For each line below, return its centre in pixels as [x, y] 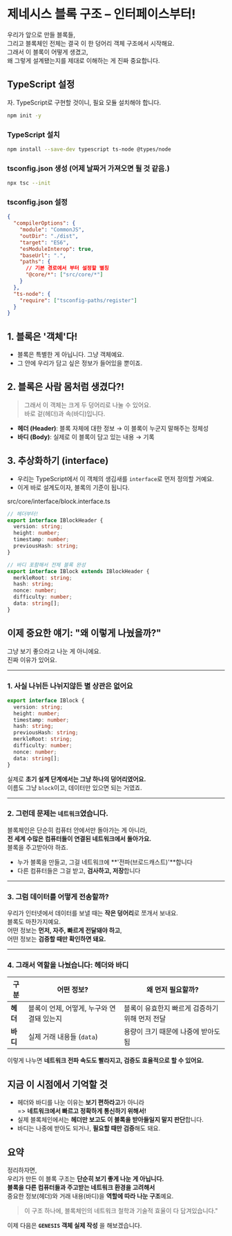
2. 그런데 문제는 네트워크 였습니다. [58, 814]
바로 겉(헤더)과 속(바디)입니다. [65, 413]
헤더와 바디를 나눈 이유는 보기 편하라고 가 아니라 [81, 1103]
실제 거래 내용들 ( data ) [63, 1037]
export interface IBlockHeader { [55, 520]
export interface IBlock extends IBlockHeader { [78, 571]
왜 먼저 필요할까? [172, 990]
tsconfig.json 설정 [37, 202]
